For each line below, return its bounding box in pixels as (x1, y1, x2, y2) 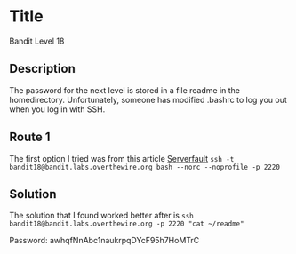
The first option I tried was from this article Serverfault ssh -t (9, 153, 235, 163)
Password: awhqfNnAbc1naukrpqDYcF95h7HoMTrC (9, 235, 200, 246)
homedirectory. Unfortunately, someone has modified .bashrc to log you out (9, 94, 287, 105)
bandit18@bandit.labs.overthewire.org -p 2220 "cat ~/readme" (9, 219, 244, 228)
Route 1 (9, 130, 51, 145)
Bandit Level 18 (9, 36, 65, 46)
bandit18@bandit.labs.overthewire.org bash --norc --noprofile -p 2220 (9, 163, 280, 171)
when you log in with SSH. (9, 104, 106, 115)
